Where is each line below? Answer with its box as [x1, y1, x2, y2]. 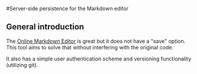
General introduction [6, 22, 85, 32]
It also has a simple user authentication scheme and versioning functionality [6, 55, 192, 62]
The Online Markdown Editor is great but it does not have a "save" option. [6, 38, 186, 45]
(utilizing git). [6, 61, 38, 68]
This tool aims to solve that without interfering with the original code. [6, 43, 173, 51]
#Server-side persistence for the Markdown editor [6, 5, 129, 12]
